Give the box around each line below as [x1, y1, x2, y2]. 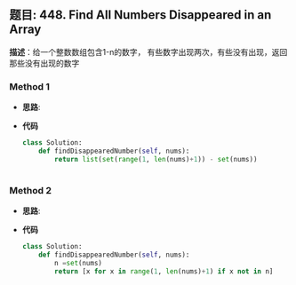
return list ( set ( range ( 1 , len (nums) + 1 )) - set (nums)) [54, 154, 258, 163]
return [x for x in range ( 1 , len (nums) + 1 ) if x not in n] [54, 266, 274, 276]
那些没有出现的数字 [9, 58, 80, 68]
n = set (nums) [54, 258, 102, 267]
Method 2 [9, 184, 52, 196]
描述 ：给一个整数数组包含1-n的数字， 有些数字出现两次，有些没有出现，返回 [9, 46, 288, 57]
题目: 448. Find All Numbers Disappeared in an [9, 7, 272, 23]
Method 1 [9, 80, 51, 92]
